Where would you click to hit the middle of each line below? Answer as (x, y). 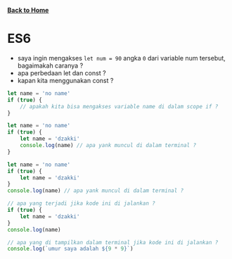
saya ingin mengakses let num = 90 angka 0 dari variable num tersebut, (122, 58)
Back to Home (28, 10)
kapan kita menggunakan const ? (65, 80)
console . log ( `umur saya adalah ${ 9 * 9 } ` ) (70, 249)
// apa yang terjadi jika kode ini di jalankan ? (82, 203)
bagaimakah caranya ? (50, 65)
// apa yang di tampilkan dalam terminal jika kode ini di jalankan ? (113, 242)
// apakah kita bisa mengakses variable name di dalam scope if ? (119, 106)
